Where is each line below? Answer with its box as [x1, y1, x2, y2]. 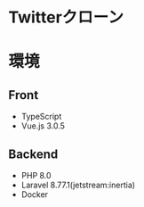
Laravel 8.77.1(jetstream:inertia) [20, 179, 135, 190]
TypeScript [20, 112, 62, 122]
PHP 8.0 [20, 170, 52, 180]
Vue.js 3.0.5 [20, 120, 66, 131]
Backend [8, 146, 59, 161]
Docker [20, 189, 49, 200]
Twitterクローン [8, 7, 124, 28]
